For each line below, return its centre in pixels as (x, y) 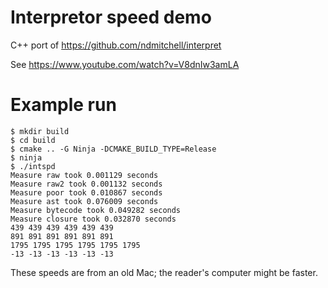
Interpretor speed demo (111, 17)
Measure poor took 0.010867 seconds (86, 192)
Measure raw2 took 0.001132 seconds (86, 184)
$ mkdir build (40, 131)
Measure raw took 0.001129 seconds (84, 175)
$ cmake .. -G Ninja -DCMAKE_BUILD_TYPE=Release (113, 149)
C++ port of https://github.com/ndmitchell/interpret (116, 45)
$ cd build (33, 140)
